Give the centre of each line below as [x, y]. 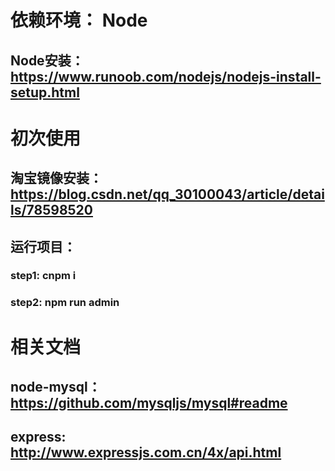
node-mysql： [56, 386]
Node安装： [47, 60]
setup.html [45, 92]
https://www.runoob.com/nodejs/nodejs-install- [166, 76]
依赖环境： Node [79, 20]
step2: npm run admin [65, 303]
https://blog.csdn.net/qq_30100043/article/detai [167, 194]
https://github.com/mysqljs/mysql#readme [149, 402]
